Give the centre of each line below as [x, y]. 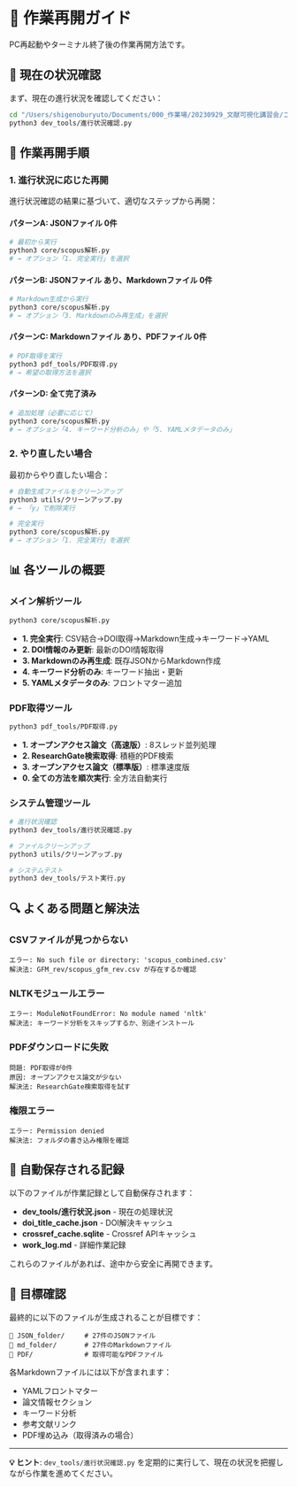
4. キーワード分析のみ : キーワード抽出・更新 [103, 671]
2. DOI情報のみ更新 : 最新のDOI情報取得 [93, 649]
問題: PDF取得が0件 [41, 1067]
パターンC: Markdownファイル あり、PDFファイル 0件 [108, 336]
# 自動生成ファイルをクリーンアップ [65, 491]
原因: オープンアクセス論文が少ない [65, 1077]
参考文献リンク [49, 1424]
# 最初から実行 [33, 243]
